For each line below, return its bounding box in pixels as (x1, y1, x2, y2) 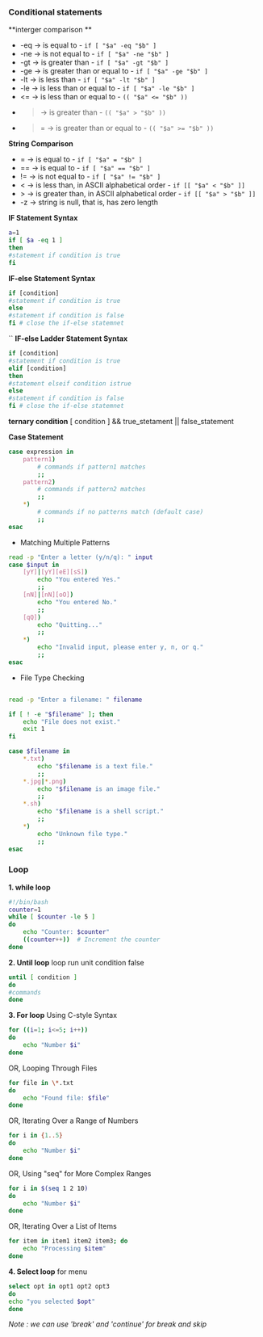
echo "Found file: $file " (23, 1094, 111, 1102)
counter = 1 (8, 906, 42, 914)
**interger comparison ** (8, 25, 93, 35)
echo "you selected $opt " (8, 1297, 95, 1305)
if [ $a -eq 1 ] (8, 237, 63, 245)
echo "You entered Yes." (37, 576, 121, 584)
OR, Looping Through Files (8, 1063, 98, 1073)
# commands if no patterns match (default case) (37, 508, 204, 516)
